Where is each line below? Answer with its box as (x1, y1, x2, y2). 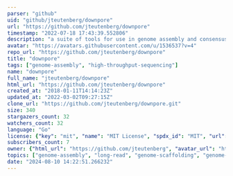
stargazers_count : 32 (7, 113, 70, 120)
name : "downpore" (7, 68, 58, 75)
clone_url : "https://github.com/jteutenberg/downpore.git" (7, 100, 182, 107)
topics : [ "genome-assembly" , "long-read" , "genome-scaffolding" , (7, 152, 200, 159)
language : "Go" (7, 126, 51, 133)
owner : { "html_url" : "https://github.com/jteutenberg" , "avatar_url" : (7, 146, 216, 152)
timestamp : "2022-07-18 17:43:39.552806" (7, 29, 129, 37)
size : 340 (7, 107, 36, 114)
